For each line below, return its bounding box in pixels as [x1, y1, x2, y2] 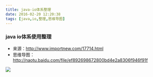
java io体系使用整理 [5, 33, 52, 40]
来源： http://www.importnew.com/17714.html [12, 45, 103, 51]
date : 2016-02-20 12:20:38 [5, 12, 61, 17]
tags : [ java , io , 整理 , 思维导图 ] [5, 16, 65, 21]
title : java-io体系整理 [5, 7, 51, 12]
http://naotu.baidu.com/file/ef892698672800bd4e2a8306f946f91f [12, 57, 148, 63]
